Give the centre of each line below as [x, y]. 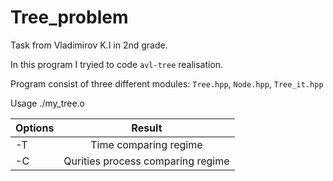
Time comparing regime [146, 144]
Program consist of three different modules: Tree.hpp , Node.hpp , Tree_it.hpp [167, 83]
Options [35, 128]
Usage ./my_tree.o [48, 103]
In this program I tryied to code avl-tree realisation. [117, 64]
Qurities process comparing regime [146, 161]
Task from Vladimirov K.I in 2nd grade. [89, 45]
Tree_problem [69, 17]
